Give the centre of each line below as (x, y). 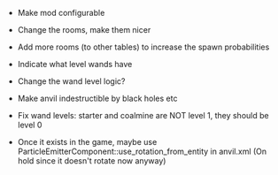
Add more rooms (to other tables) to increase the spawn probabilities (143, 47)
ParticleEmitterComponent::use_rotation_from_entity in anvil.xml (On (142, 151)
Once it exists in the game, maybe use (87, 142)
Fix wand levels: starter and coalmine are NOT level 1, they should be (143, 115)
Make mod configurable (61, 13)
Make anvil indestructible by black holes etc (97, 98)
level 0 (30, 125)
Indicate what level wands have (75, 64)
